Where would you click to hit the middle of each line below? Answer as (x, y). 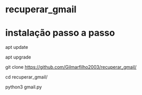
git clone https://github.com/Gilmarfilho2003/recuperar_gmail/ (71, 67)
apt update (17, 47)
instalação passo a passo (60, 33)
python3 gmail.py (24, 87)
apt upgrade (18, 57)
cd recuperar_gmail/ (27, 77)
